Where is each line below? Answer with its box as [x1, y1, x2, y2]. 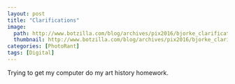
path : [13, 29, 30, 37]
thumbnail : [13, 36, 45, 43]
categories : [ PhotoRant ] [7, 43, 80, 50]
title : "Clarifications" [7, 17, 80, 24]
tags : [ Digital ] [7, 50, 55, 57]
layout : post [7, 10, 45, 17]
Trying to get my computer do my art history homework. [7, 68, 169, 77]
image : [7, 23, 27, 30]
